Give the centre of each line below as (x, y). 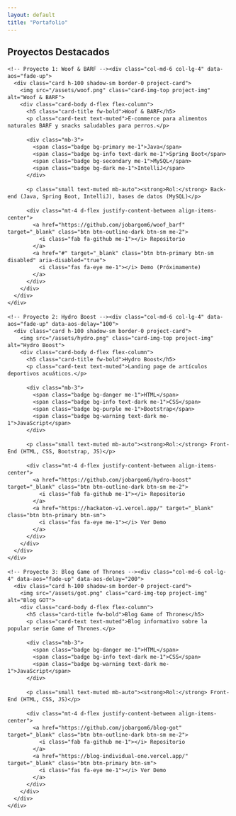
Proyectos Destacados (58, 52)
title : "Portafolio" (38, 22)
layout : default (31, 15)
